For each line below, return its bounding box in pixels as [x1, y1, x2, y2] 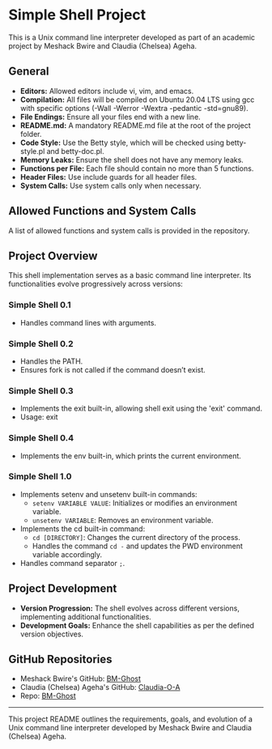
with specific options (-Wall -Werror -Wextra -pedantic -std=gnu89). [19, 103, 249, 113]
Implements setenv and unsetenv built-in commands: [19, 489, 198, 499]
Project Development [8, 581, 117, 596]
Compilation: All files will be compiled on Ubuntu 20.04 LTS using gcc [19, 95, 255, 104]
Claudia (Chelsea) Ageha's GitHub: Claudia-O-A [19, 683, 181, 692]
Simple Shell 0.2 [8, 338, 74, 349]
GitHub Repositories [8, 653, 113, 666]
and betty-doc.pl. [46, 146, 105, 155]
